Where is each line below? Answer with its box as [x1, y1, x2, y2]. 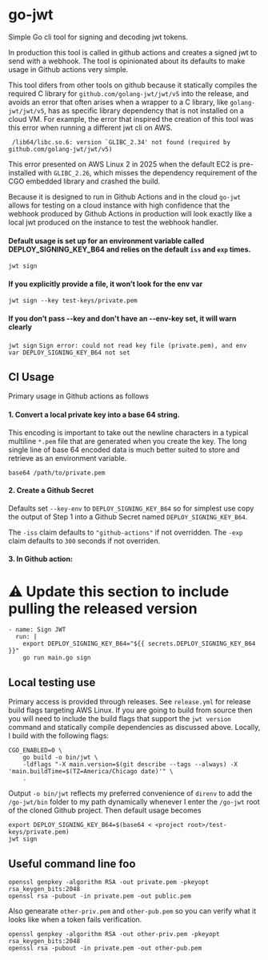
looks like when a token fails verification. [8, 914, 142, 924]
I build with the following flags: [8, 731, 110, 740]
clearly [8, 322, 32, 332]
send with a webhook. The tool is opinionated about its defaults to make [8, 56, 246, 66]
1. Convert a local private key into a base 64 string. [8, 409, 180, 419]
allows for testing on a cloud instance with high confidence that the [8, 200, 230, 210]
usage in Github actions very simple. [8, 64, 129, 74]
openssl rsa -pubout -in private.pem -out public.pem [8, 892, 192, 900]
